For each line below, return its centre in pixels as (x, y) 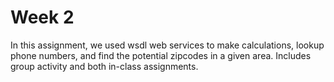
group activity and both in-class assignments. (104, 66)
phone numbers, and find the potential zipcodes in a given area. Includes (161, 55)
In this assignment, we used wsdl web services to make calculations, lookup (167, 45)
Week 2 (42, 17)
